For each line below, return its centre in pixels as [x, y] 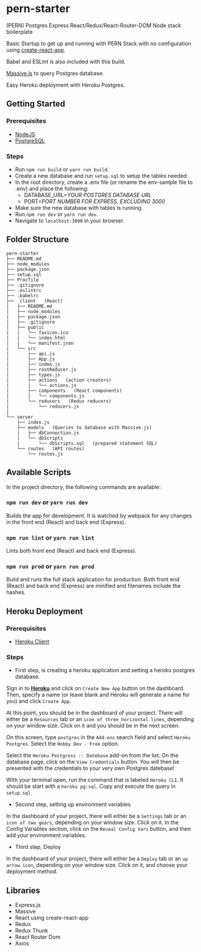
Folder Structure [38, 240]
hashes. [16, 592]
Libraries [23, 890]
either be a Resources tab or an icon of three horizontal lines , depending [100, 719]
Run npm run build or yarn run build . [62, 169]
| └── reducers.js [43, 406]
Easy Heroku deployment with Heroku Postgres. [66, 85]
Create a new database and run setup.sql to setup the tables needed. [101, 175]
